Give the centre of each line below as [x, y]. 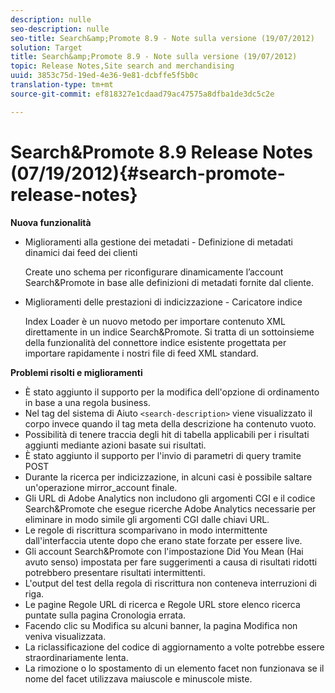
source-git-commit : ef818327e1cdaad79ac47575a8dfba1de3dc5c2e [142, 94]
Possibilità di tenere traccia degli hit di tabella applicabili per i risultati [167, 434]
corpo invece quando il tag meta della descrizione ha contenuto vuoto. [170, 423]
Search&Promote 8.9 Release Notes [161, 152]
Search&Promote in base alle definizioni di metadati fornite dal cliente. [169, 282]
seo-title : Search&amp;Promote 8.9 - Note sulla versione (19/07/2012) [162, 38]
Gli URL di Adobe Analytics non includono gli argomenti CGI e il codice [170, 498]
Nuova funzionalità [51, 222]
